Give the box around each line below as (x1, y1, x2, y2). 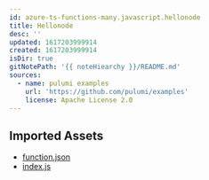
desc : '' (9, 29, 42, 38)
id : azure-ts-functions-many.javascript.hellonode (9, 12, 201, 22)
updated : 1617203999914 (9, 37, 98, 47)
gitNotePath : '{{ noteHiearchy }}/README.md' (9, 63, 181, 72)
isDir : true (9, 54, 53, 63)
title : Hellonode (9, 21, 74, 30)
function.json (21, 152, 71, 162)
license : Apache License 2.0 (25, 95, 133, 105)
